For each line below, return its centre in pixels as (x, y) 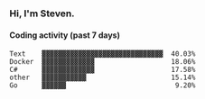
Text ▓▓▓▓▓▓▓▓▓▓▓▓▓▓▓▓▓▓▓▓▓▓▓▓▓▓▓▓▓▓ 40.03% (102, 54)
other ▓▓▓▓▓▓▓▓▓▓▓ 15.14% (102, 78)
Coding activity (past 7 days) (65, 35)
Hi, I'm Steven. (42, 13)
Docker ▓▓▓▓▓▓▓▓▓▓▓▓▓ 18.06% (102, 62)
